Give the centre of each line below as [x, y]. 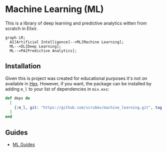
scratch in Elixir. [21, 28]
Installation [23, 66]
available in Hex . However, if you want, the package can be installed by [78, 83]
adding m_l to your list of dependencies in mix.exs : [57, 89]
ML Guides [23, 144]
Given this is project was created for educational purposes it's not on [76, 78]
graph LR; [15, 38]
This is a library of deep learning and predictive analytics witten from [76, 23]
